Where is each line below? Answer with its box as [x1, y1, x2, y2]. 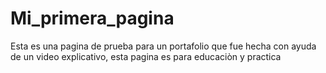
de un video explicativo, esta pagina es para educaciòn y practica [10, 50, 282, 62]
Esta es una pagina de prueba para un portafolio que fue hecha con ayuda [10, 40, 317, 52]
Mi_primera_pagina [10, 7, 175, 30]
